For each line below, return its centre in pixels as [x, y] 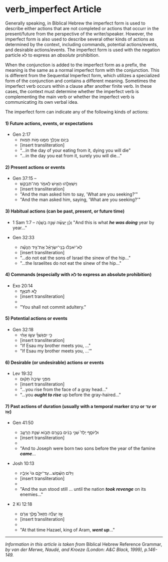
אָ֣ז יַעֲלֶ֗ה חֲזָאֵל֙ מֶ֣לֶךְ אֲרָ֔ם [41, 514]
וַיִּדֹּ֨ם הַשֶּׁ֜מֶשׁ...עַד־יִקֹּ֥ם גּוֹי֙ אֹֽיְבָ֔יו [47, 473]
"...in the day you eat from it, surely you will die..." [71, 156]
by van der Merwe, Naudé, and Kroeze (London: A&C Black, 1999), [74, 549]
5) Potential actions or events [36, 318]
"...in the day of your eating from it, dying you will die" [75, 150]
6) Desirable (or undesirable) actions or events [54, 362]
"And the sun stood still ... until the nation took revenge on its [83, 489]
